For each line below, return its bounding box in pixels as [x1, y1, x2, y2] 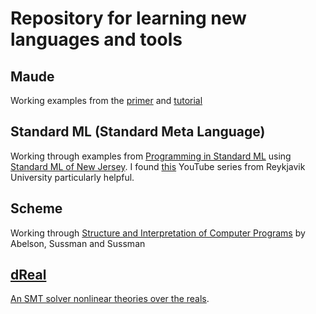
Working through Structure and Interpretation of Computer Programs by [10, 227, 306, 239]
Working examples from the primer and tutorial [10, 95, 203, 106]
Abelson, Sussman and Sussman [10, 237, 146, 249]
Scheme [10, 200, 63, 217]
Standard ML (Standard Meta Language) [10, 123, 266, 141]
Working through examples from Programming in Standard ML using [10, 150, 292, 162]
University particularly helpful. [10, 171, 135, 183]
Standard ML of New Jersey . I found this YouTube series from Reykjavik [10, 160, 306, 172]
